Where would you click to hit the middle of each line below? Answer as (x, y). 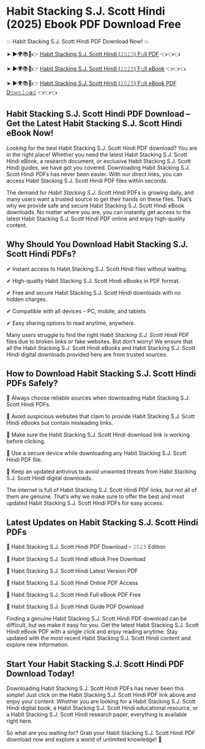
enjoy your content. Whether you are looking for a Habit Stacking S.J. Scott (101, 701)
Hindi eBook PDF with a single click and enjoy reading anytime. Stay (92, 632)
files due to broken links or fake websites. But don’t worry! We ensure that (99, 341)
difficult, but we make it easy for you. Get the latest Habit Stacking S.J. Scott (102, 625)
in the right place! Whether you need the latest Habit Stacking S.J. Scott (97, 154)
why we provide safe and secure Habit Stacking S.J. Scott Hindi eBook (95, 205)
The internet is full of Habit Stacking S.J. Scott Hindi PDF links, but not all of (102, 490)
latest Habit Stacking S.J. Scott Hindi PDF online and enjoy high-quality (96, 219)
